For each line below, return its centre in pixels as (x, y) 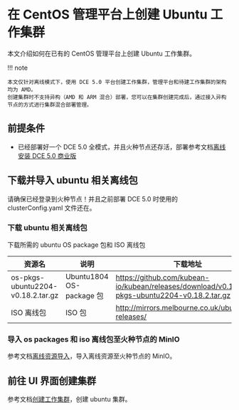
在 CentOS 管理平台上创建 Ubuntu (107, 15)
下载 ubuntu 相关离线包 (47, 228)
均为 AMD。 (22, 90)
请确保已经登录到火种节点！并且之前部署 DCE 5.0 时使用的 (92, 199)
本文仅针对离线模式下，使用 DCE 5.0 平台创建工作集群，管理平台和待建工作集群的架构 (117, 82)
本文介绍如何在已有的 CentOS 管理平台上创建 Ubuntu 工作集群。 (102, 53)
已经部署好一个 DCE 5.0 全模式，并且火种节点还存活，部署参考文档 (115, 147)
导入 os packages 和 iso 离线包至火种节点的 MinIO (94, 339)
